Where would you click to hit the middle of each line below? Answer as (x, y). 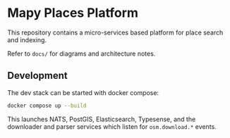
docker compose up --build (47, 106)
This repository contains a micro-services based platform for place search (115, 32)
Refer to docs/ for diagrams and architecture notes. (81, 54)
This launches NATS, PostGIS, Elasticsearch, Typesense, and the (102, 119)
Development (38, 76)
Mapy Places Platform (73, 13)
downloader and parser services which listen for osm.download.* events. (112, 126)
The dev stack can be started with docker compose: (83, 92)
